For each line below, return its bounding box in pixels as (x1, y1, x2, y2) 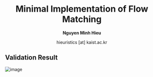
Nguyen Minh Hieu (62, 30, 101, 36)
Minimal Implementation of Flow (15, 3, 149, 15)
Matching (62, 14, 102, 25)
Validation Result (5, 54, 58, 62)
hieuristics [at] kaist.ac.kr (57, 39, 107, 45)
